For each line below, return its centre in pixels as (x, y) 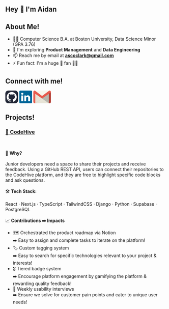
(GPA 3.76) (24, 44)
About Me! (22, 27)
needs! (20, 302)
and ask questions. (25, 180)
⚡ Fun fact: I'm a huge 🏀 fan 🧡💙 (45, 63)
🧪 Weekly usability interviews (43, 289)
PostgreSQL (18, 209)
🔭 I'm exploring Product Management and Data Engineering (76, 50)
